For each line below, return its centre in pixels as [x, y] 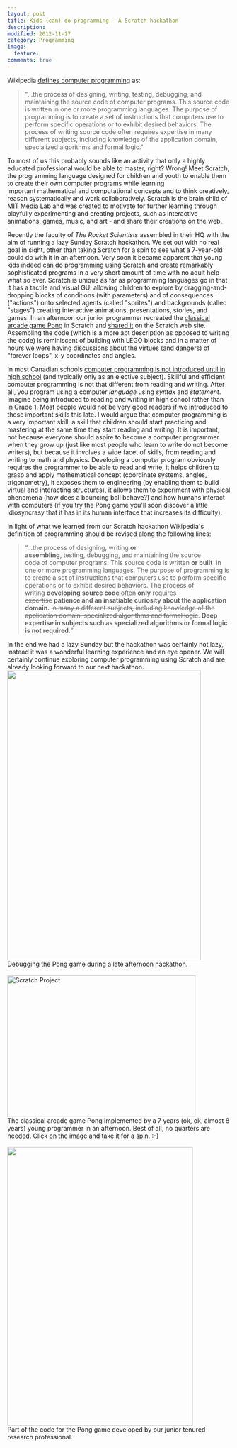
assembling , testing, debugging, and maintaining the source [113, 555]
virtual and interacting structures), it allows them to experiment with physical [119, 490]
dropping [21, 295]
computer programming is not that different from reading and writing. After [116, 384]
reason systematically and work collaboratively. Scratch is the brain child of [117, 198]
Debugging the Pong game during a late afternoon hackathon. [98, 964]
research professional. [40, 1437]
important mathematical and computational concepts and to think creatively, [118, 191]
